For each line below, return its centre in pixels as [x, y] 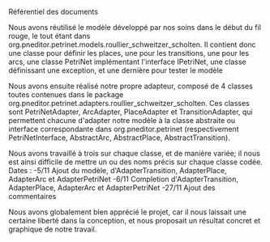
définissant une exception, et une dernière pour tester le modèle [116, 70]
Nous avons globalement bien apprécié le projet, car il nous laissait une [128, 212]
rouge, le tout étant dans [49, 36]
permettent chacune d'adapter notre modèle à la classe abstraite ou [122, 120]
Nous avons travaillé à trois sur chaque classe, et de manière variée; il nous [135, 153]
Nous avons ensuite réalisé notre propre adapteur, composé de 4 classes [131, 86]
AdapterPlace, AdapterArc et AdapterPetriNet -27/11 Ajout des [112, 188]
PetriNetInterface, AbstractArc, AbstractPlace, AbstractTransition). [120, 138]
